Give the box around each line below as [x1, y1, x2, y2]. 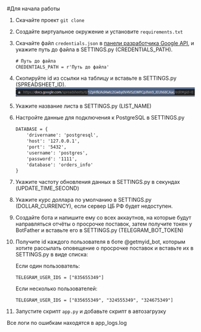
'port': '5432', [26, 144, 67, 150]
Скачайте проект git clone [15, 17, 85, 23]
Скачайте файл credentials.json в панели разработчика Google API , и [15, 40, 194, 46]
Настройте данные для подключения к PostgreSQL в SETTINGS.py [15, 114, 185, 121]
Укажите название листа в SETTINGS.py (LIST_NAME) [15, 102, 151, 109]
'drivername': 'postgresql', [26, 132, 99, 138]
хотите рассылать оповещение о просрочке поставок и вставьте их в [15, 244, 194, 252]
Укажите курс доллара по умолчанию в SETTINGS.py [15, 196, 151, 203]
